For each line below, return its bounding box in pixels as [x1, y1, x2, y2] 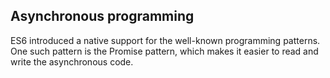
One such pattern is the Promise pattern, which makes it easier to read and [10, 45, 319, 57]
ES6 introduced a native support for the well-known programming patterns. [10, 34, 321, 46]
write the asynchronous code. [10, 55, 134, 68]
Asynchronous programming [10, 8, 195, 25]
